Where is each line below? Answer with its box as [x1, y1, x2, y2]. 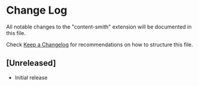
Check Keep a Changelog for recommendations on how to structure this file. [6, 41, 194, 48]
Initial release [14, 74, 48, 81]
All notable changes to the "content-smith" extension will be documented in [6, 23, 192, 30]
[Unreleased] [6, 58, 57, 68]
